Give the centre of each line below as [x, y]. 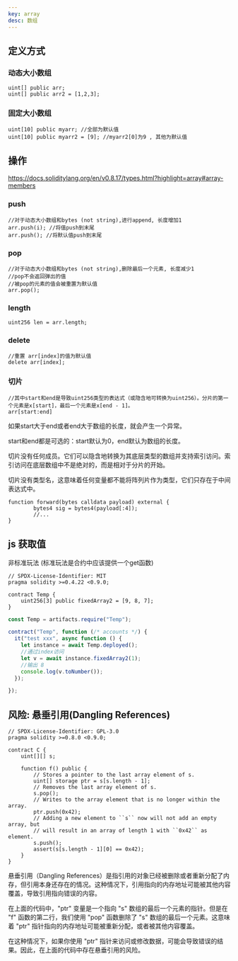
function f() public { [54, 769]
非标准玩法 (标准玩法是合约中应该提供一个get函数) [81, 562]
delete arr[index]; [37, 363]
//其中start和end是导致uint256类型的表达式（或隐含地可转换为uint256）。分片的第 [115, 398]
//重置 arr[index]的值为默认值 [50, 356]
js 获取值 [27, 544]
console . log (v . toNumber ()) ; [62, 671]
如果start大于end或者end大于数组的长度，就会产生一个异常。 [97, 426]
